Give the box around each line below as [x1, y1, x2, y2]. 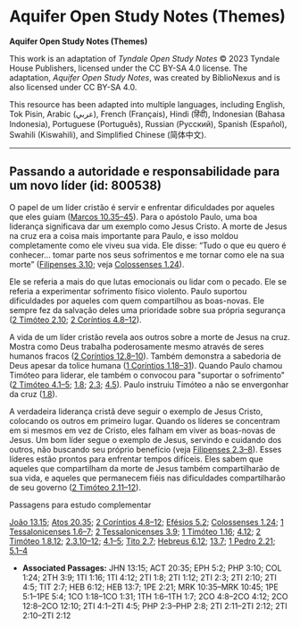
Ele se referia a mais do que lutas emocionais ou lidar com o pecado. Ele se [9, 276, 287, 287]
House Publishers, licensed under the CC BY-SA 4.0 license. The [9, 63, 248, 73]
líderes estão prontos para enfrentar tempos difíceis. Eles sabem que [9, 454, 263, 464]
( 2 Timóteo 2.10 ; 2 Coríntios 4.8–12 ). [9, 314, 142, 325]
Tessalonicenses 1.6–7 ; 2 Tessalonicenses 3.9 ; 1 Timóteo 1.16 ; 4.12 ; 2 [9, 526, 262, 537]
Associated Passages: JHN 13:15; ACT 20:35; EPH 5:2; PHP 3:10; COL [21, 562, 282, 573]
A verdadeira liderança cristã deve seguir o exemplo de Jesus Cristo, [9, 405, 263, 417]
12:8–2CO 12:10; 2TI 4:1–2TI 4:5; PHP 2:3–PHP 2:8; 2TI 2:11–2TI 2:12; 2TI [21, 600, 287, 611]
